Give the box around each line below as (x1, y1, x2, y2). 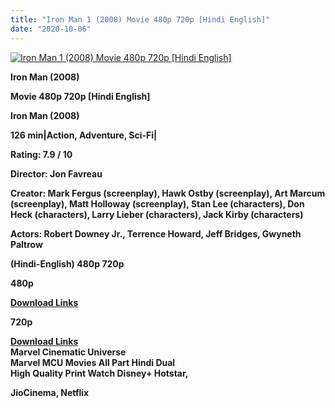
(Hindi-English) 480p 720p (10, 257, 125, 270)
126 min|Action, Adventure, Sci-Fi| (10, 129, 158, 141)
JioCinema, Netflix (10, 386, 90, 398)
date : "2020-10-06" (10, 24, 92, 34)
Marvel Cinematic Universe (10, 346, 127, 358)
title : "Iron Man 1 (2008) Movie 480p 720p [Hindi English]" (10, 14, 271, 25)
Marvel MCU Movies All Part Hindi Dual (10, 356, 176, 368)
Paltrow (10, 238, 43, 250)
